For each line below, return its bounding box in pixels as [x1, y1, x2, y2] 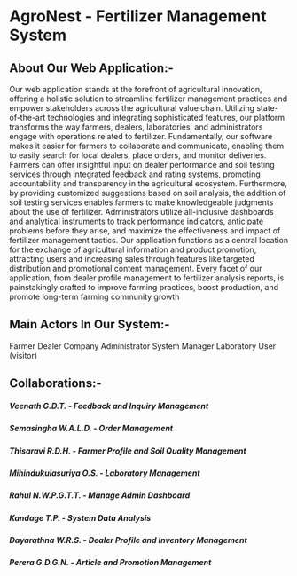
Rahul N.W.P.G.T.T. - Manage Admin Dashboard [9, 490, 191, 501]
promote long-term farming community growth [9, 291, 180, 302]
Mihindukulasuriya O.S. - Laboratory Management [9, 468, 201, 478]
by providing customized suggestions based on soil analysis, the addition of [9, 188, 286, 198]
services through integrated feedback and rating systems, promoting [9, 169, 262, 179]
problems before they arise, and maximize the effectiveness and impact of [9, 225, 281, 236]
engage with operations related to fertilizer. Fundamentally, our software [9, 131, 273, 141]
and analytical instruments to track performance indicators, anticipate [9, 216, 264, 226]
